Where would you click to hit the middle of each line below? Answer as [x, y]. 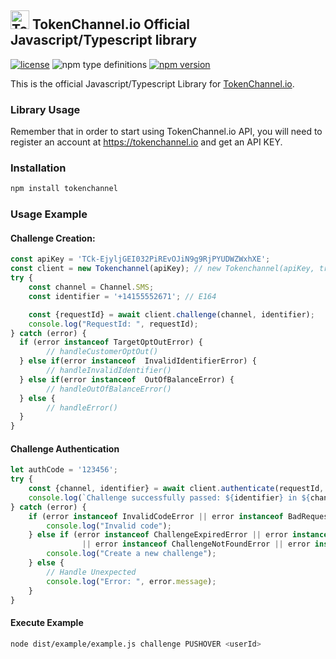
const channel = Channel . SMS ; [91, 287]
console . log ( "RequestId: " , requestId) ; [113, 324]
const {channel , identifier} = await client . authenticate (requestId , [176, 489]
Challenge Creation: [53, 238]
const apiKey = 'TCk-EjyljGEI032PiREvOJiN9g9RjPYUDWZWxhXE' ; [140, 259]
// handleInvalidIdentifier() [109, 371]
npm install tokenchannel [64, 189]
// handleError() [82, 407]
